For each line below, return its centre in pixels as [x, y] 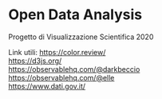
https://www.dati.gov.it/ [47, 86]
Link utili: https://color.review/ [57, 52]
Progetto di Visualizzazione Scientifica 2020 [81, 37]
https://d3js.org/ [35, 61]
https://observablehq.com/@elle [61, 77]
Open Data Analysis [75, 15]
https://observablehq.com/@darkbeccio [74, 69]
